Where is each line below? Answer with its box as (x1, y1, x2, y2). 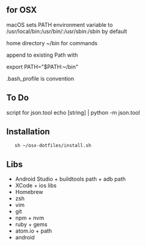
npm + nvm (15, 214, 45, 222)
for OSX (6, 5, 37, 15)
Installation (6, 126, 50, 137)
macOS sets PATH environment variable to (6, 21, 113, 28)
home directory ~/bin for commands (6, 39, 98, 46)
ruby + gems (15, 221, 48, 228)
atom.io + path (15, 227, 53, 234)
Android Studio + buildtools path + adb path (15, 175, 126, 183)
